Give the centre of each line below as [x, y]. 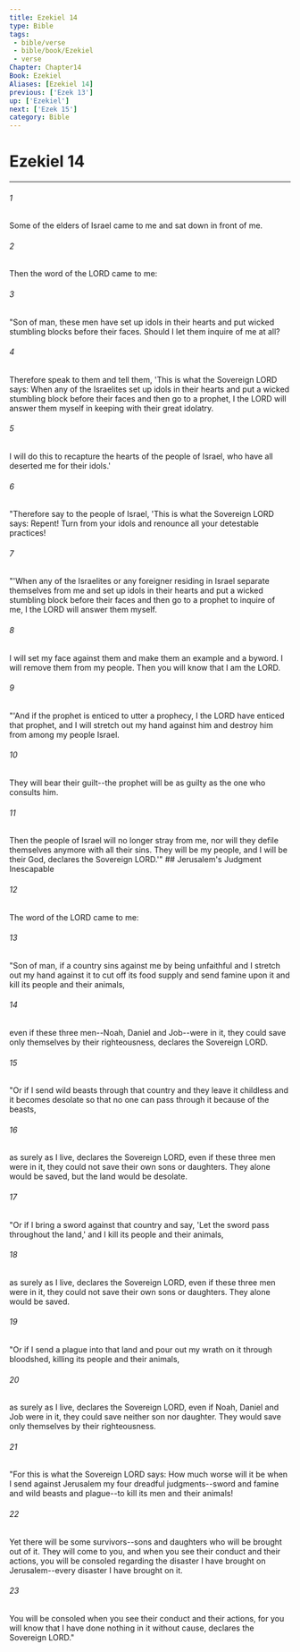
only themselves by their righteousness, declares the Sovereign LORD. [139, 1042]
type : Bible [31, 26]
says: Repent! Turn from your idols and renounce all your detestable [134, 523]
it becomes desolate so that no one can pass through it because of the [139, 1100]
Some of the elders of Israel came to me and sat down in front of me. [136, 225]
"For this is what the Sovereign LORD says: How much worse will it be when [149, 1474]
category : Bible [39, 117]
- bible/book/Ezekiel [53, 51]
